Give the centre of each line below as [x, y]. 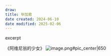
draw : [11, 10]
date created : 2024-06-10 [32, 19]
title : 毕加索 [19, 14]
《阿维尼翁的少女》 [25, 48]
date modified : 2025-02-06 [33, 24]
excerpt [13, 38]
